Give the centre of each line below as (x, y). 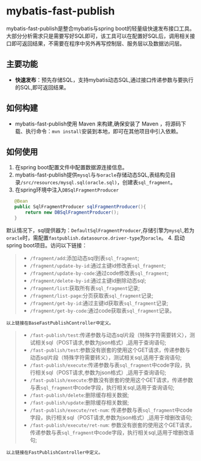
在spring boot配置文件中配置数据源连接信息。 (71, 167)
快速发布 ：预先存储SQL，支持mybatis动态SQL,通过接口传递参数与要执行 (104, 80)
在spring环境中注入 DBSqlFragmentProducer (67, 190)
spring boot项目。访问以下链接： (47, 245)
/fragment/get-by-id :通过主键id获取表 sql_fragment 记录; (99, 303)
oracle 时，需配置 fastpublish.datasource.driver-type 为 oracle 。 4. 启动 (95, 238)
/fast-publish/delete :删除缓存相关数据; (79, 395)
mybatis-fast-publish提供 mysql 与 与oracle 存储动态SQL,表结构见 (93, 175)
